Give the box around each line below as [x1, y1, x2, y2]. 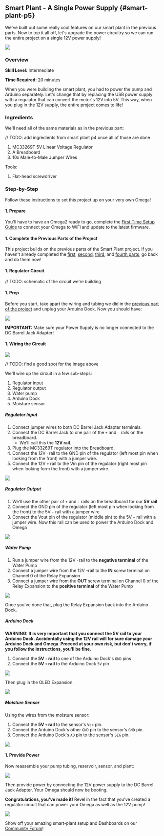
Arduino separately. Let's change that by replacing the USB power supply [5, 91, 153, 97]
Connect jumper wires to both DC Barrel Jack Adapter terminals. [12, 424, 142, 430]
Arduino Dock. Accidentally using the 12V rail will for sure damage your [5, 636, 152, 641]
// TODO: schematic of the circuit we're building [5, 279, 102, 285]
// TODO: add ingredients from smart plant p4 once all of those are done [5, 134, 150, 141]
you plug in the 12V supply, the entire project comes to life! [5, 102, 123, 108]
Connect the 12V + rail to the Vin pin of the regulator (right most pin [12, 461, 147, 466]
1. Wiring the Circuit [5, 341, 46, 347]
